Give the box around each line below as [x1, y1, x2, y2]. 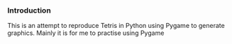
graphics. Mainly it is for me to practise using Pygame [7, 29, 165, 37]
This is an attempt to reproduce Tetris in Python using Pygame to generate [7, 22, 225, 30]
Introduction [7, 6, 51, 15]
